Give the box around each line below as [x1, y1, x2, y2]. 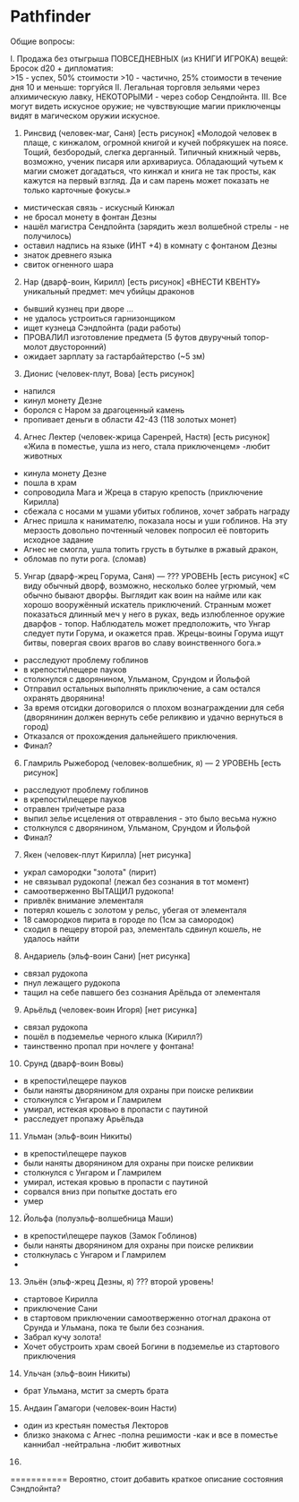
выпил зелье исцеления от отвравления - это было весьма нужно [22, 813, 277, 824]
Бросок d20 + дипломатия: [10, 63, 115, 73]
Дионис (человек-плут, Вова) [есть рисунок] [22, 368, 195, 379]
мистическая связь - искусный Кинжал [22, 201, 175, 212]
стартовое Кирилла [22, 1293, 98, 1304]
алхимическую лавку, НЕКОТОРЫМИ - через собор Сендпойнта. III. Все [10, 91, 287, 102]
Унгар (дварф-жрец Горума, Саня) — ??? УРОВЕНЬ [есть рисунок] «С [22, 570, 290, 581]
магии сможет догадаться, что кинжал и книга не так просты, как [22, 166, 277, 176]
